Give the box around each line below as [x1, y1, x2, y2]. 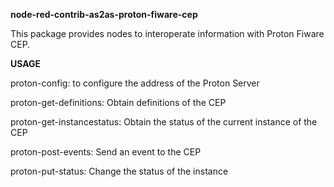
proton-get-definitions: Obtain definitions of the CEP [10, 97, 227, 108]
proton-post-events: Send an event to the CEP [10, 146, 202, 158]
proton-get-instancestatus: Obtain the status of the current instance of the [10, 116, 318, 128]
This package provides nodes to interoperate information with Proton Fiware [10, 28, 325, 39]
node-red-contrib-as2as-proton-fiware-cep [10, 9, 198, 20]
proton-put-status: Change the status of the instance [10, 165, 229, 177]
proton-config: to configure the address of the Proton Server [10, 77, 260, 89]
